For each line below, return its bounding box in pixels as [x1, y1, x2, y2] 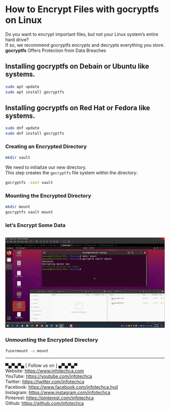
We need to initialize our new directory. [5, 164, 87, 171]
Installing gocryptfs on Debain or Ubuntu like [5, 62, 149, 71]
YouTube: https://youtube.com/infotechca [5, 373, 93, 380]
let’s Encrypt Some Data [5, 222, 66, 229]
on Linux [5, 14, 42, 26]
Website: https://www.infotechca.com [5, 368, 84, 374]
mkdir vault [5, 155, 30, 161]
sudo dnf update [5, 125, 39, 131]
